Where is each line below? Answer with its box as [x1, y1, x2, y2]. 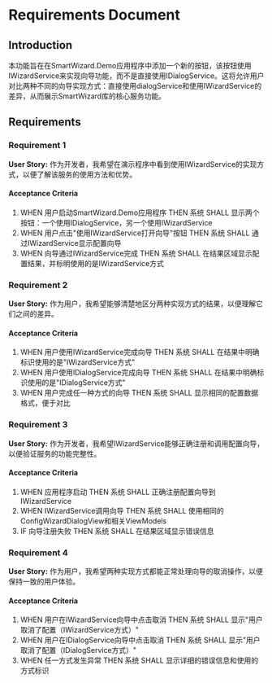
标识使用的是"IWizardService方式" [19, 357, 136, 367]
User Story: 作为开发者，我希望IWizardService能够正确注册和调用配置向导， [8, 438, 265, 449]
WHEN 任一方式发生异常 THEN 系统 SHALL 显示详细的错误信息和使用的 [19, 655, 258, 665]
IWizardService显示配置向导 [27, 238, 122, 247]
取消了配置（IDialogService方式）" [19, 646, 136, 655]
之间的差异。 [15, 309, 58, 319]
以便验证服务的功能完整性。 [8, 449, 101, 458]
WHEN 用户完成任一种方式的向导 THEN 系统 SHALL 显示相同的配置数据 [19, 388, 258, 398]
